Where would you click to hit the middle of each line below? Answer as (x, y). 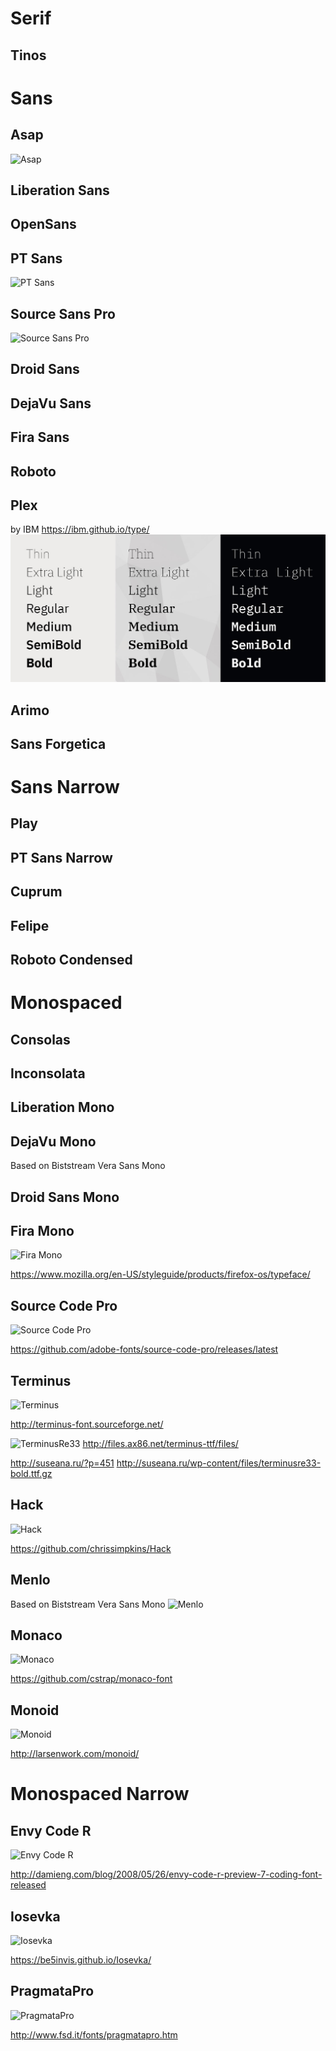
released (28, 1885)
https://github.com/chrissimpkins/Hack (91, 1548)
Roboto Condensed (71, 960)
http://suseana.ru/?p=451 (62, 1463)
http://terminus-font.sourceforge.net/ (87, 1424)
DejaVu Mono (53, 1141)
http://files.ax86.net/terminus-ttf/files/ (160, 1444)
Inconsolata (48, 1073)
